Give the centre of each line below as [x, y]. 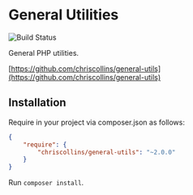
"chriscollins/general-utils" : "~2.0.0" [107, 152]
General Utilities [64, 15]
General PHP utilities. [44, 53]
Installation [37, 103]
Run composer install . [46, 183]
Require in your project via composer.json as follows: [96, 122]
